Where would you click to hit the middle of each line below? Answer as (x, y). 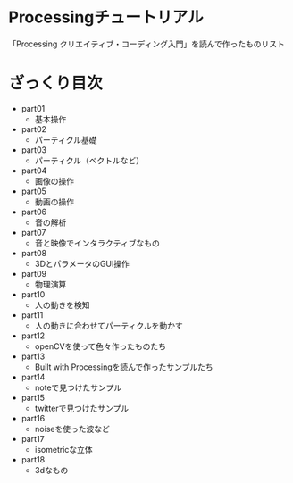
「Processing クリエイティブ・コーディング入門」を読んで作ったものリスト (146, 44)
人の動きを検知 (62, 304)
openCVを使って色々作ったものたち (100, 346)
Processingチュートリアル (106, 17)
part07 (33, 232)
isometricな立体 (63, 449)
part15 (33, 397)
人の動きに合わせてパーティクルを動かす (109, 325)
